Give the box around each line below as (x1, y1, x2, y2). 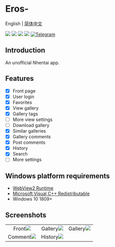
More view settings (12, 116, 53, 122)
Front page (12, 87, 36, 94)
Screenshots (5, 210, 47, 219)
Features (5, 74, 34, 83)
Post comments (12, 139, 46, 145)
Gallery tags (12, 110, 38, 117)
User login (12, 94, 34, 100)
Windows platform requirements (5, 171, 110, 180)
